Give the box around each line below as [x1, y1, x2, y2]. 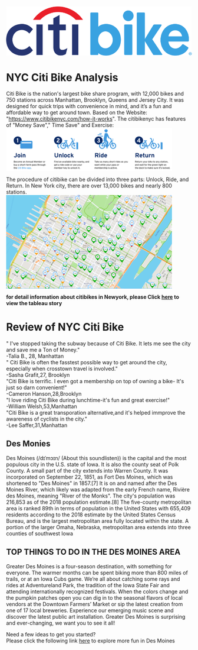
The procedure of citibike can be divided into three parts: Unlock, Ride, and [6, 176, 189, 183]
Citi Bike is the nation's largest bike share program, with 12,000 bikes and [6, 90, 184, 98]
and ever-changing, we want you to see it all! [6, 619, 115, 626]
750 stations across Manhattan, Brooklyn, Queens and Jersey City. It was [6, 96, 184, 104]
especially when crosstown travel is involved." [6, 365, 118, 373]
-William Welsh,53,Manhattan [6, 403, 78, 410]
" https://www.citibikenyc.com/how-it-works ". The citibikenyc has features [6, 115, 186, 122]
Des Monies [6, 439, 51, 449]
